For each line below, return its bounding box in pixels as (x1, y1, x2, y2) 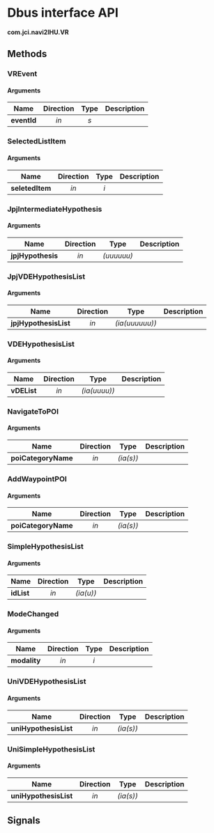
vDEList (10, 385, 37, 395)
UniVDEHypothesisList (7, 677, 86, 687)
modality (10, 656, 41, 666)
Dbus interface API (7, 5, 119, 21)
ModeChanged (7, 609, 59, 619)
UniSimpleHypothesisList (7, 744, 95, 754)
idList (10, 589, 30, 598)
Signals (7, 815, 40, 827)
